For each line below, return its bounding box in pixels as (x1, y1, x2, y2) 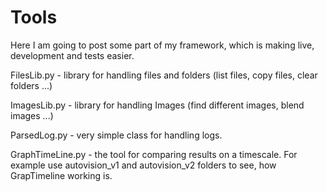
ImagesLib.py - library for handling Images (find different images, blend (10, 99, 305, 111)
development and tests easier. (10, 49, 135, 61)
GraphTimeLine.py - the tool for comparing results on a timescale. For (10, 148, 298, 160)
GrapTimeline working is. (10, 169, 113, 181)
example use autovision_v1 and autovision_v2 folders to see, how (10, 159, 277, 171)
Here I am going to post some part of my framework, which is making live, (10, 39, 315, 51)
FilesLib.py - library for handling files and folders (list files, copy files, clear (10, 69, 318, 81)
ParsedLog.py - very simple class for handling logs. (10, 129, 223, 141)
